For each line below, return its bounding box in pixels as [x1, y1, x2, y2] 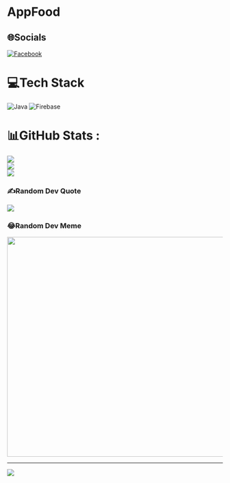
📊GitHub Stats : [7, 128, 101, 144]
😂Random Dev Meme [7, 221, 82, 231]
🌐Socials [7, 32, 47, 43]
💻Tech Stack [7, 75, 85, 91]
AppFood [7, 4, 60, 20]
